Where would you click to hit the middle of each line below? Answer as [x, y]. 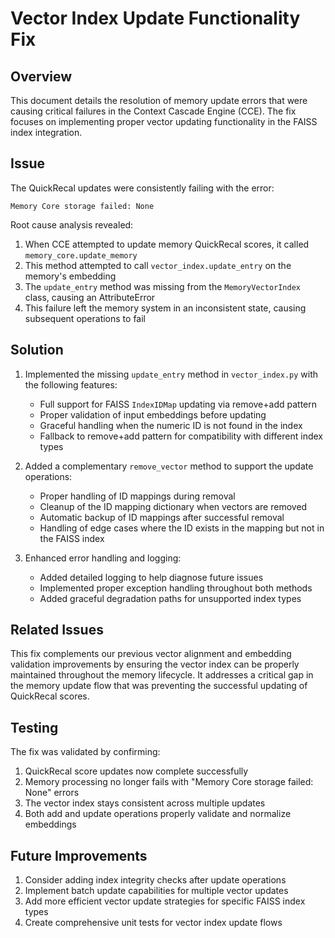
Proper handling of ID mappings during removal [137, 496]
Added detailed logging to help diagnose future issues [151, 577]
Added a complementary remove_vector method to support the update [169, 466]
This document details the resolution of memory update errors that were [159, 100]
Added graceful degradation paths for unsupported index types [170, 598]
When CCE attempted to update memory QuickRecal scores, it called [167, 244]
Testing [34, 727]
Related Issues [57, 630]
